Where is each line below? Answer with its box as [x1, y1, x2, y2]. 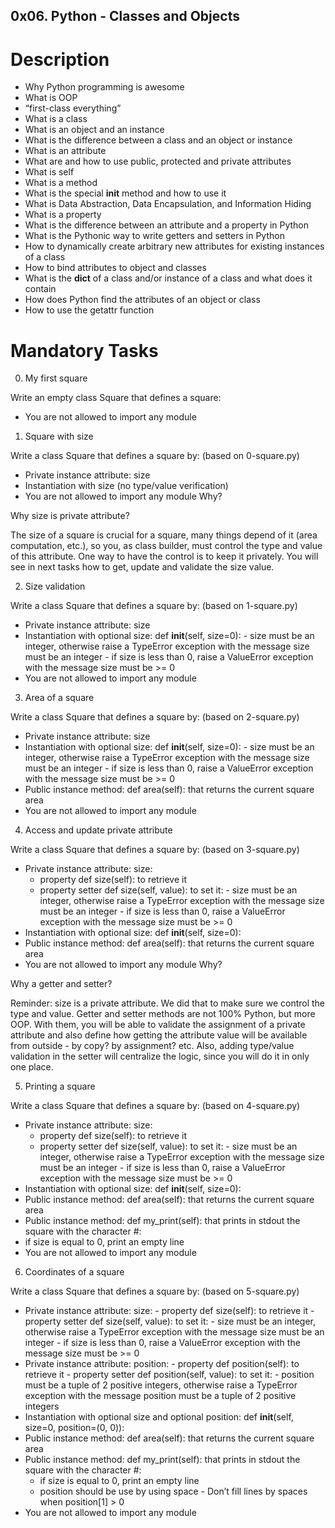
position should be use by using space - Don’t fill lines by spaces [39, 1485, 308, 1498]
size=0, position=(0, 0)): [24, 1422, 125, 1434]
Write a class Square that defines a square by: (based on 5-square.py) [10, 1285, 300, 1298]
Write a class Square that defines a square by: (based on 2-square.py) [10, 711, 300, 723]
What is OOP [24, 92, 78, 104]
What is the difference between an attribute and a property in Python [24, 219, 310, 231]
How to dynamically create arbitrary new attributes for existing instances [24, 240, 325, 253]
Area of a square [24, 692, 95, 704]
